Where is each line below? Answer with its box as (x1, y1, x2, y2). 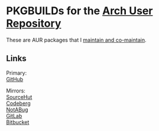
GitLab (6, 112, 22, 119)
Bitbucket (6, 119, 30, 126)
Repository (6, 17, 61, 30)
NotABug (6, 106, 28, 113)
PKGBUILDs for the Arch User (6, 4, 153, 18)
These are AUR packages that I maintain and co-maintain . (6, 36, 147, 43)
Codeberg (6, 100, 31, 107)
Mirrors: (6, 87, 25, 94)
